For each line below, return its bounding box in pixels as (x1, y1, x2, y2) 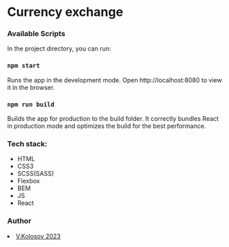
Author (7, 216, 32, 226)
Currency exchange (7, 4, 123, 20)
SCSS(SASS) (17, 170, 54, 178)
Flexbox (17, 177, 40, 185)
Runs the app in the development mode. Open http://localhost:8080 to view (7, 75, 223, 84)
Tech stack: (7, 139, 48, 149)
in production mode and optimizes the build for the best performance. (7, 122, 206, 130)
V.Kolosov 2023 (16, 232, 61, 240)
